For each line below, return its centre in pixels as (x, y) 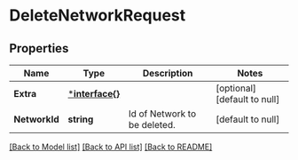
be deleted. (152, 125)
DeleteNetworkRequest (98, 16)
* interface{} (94, 94)
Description (168, 73)
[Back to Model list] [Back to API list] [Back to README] (111, 147)
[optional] (236, 88)
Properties (39, 48)
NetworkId (36, 119)
